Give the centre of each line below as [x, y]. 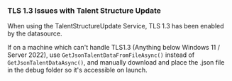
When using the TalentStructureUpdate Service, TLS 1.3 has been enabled [116, 26]
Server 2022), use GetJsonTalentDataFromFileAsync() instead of [101, 55]
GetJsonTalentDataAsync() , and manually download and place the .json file [116, 63]
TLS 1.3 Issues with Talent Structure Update [84, 11]
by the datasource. [35, 33]
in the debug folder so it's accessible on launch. [77, 70]
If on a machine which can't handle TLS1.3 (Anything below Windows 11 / [114, 48]
